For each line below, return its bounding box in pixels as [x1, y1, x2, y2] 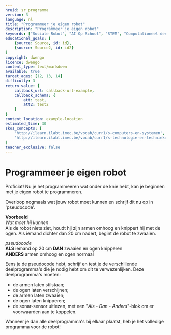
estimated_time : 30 [5, 121, 47, 126]
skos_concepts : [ [5, 126, 42, 131]
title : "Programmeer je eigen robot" [5, 21, 85, 27]
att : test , [23, 97, 47, 102]
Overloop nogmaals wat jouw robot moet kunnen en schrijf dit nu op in [5, 199, 153, 205]
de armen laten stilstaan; [12, 281, 65, 288]
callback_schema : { [14, 93, 56, 98]
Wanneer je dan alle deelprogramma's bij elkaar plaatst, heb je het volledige [5, 318, 164, 324]
